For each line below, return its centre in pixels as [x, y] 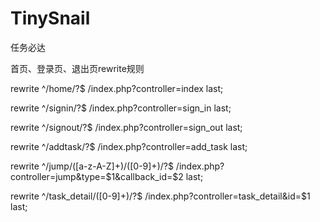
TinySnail [50, 18]
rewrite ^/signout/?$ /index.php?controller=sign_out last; [126, 127]
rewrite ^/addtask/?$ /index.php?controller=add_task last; [129, 146]
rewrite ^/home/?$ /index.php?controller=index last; [117, 88]
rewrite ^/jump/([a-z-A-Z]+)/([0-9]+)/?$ [92, 166]
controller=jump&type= [58, 176]
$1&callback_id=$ [142, 176]
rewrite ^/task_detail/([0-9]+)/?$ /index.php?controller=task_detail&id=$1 [160, 196]
